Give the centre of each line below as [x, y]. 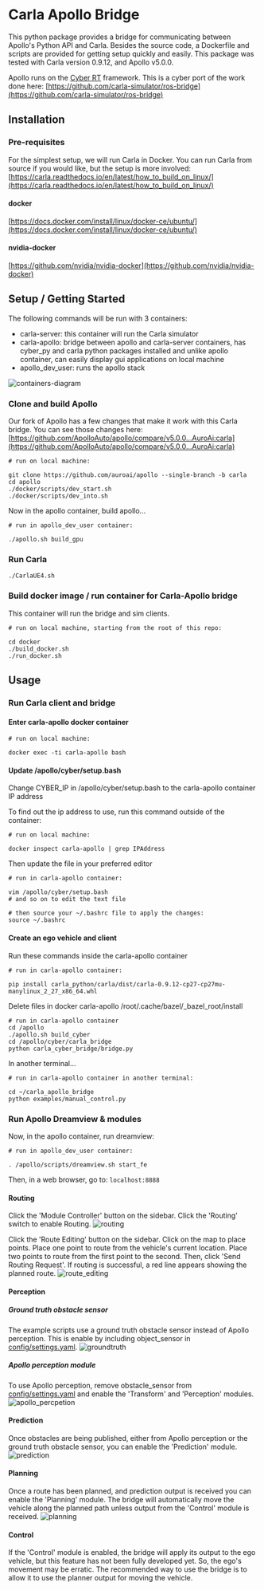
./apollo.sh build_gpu [46, 540]
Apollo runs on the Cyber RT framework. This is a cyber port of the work [127, 77]
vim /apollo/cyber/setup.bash [58, 892]
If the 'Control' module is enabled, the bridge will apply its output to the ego [132, 1553]
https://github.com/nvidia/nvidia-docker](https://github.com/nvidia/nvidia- [132, 266]
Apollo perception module [52, 1365]
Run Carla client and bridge [62, 703]
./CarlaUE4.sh [32, 576]
